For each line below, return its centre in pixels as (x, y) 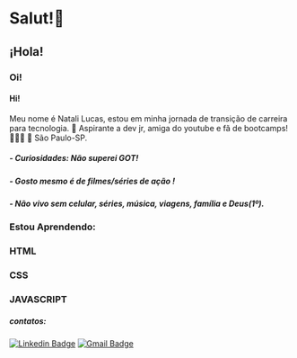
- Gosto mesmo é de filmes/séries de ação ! (92, 181)
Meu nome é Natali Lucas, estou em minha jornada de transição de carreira (148, 118)
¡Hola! (26, 52)
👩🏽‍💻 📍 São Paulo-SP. (48, 138)
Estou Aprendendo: (52, 227)
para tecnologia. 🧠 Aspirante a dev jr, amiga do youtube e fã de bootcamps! (149, 128)
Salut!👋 (37, 18)
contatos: (28, 321)
